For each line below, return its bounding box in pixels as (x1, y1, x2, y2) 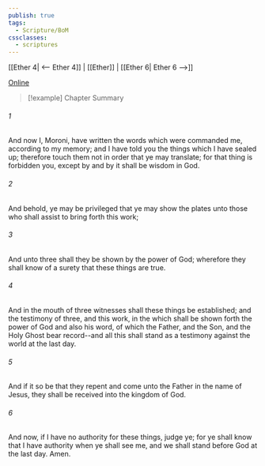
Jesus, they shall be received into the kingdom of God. (8, 390, 187, 400)
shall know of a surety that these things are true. (8, 262, 166, 272)
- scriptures (15, 41, 59, 49)
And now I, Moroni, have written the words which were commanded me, (8, 136, 243, 145)
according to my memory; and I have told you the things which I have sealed (8, 144, 257, 154)
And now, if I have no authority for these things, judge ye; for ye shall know (8, 432, 252, 442)
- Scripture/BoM (15, 26, 69, 34)
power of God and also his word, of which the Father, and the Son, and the (8, 321, 251, 332)
